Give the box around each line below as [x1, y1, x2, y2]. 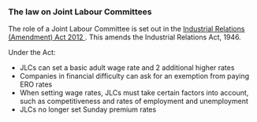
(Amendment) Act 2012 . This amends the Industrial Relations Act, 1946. [8, 32, 242, 42]
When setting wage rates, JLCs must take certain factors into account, [19, 88, 249, 98]
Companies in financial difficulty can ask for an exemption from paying [19, 72, 250, 81]
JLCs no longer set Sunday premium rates [19, 105, 157, 114]
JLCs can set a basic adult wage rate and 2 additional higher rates [19, 63, 235, 72]
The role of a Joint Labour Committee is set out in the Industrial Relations [8, 24, 245, 34]
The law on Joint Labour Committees [8, 6, 152, 17]
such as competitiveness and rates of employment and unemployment [19, 97, 248, 106]
